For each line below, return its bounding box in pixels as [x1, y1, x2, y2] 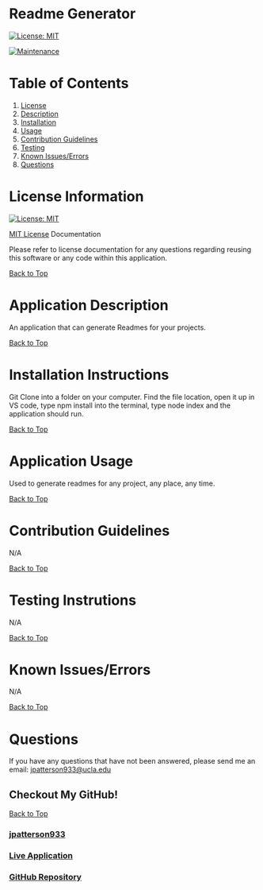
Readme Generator [9, 5, 136, 23]
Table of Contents [9, 75, 129, 92]
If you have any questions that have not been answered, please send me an [9, 756, 256, 766]
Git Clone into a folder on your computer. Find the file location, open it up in [9, 392, 255, 401]
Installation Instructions [9, 366, 170, 384]
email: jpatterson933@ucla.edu [9, 764, 112, 775]
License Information [9, 188, 144, 206]
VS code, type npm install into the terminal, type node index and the [9, 400, 231, 410]
